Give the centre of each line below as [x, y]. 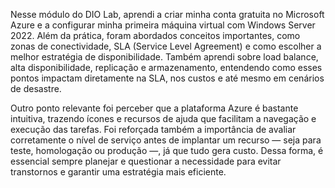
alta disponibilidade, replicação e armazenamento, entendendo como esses [166, 67]
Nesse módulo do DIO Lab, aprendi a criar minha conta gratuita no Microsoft [167, 14]
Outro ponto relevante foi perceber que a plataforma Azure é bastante [154, 108]
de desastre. [36, 88]
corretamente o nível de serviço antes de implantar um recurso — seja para [166, 140]
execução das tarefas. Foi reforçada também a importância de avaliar [153, 129]
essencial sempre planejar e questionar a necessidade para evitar [146, 161]
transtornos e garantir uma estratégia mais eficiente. [118, 172]
